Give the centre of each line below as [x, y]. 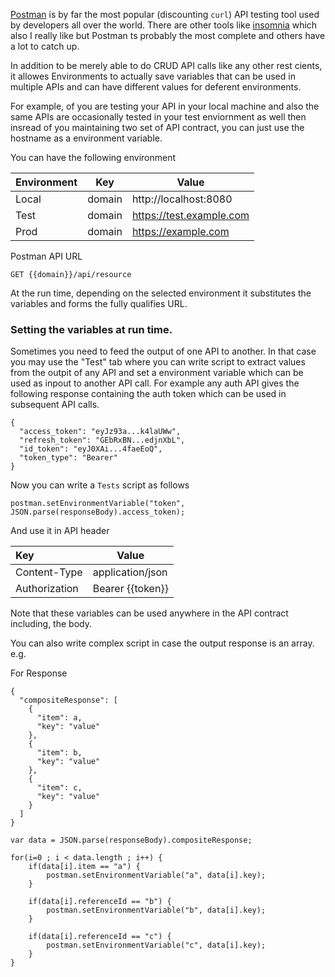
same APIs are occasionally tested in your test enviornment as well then [158, 117]
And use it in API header [60, 531]
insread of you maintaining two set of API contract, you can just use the [157, 127]
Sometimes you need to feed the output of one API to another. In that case [163, 351]
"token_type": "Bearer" [68, 458]
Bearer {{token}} [130, 589]
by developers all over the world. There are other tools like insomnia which [164, 25]
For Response [39, 673]
